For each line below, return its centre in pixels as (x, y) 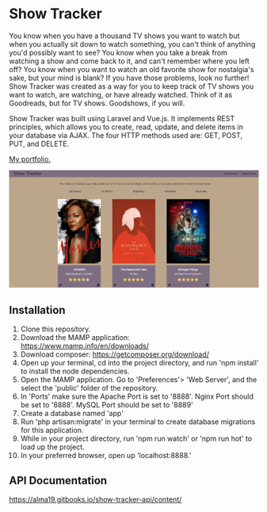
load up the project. (53, 447)
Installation (37, 310)
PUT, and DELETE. (39, 143)
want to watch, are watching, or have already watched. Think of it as (121, 94)
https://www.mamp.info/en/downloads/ (85, 346)
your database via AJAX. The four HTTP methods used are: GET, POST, (126, 135)
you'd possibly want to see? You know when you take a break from (118, 52)
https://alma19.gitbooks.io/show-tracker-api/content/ (95, 499)
